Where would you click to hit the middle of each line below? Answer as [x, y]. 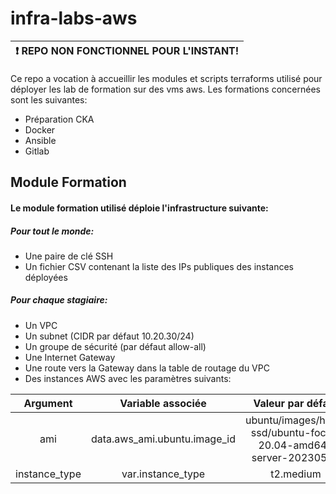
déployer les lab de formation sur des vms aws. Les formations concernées [165, 89]
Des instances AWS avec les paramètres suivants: [128, 378]
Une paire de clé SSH [69, 256]
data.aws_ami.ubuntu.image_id [163, 439]
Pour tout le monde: [52, 231]
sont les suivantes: [49, 99]
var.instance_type [163, 474]
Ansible [40, 140]
